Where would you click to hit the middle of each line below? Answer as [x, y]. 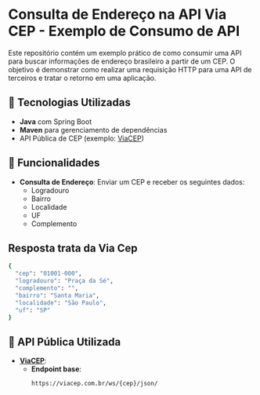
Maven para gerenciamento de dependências [93, 130]
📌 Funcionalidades [54, 163]
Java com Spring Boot [56, 121]
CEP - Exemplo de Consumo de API [124, 31]
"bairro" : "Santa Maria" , [58, 295]
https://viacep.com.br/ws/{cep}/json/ [94, 384]
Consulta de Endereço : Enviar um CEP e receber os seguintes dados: [132, 181]
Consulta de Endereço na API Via [117, 15]
